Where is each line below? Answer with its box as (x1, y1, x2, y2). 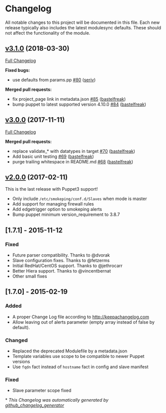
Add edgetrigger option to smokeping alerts (12, 206, 102, 212)
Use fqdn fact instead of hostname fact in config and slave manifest (12, 364, 149, 370)
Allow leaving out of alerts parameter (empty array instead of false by (12, 319, 155, 325)
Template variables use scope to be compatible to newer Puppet (12, 353, 145, 359)
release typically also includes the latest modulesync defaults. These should (5, 24, 162, 30)
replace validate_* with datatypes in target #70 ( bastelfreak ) (12, 148, 136, 154)
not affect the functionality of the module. (5, 30, 90, 36)
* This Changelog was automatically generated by (5, 397, 109, 403)
